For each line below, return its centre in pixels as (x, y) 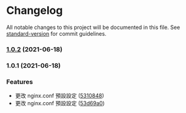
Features (20, 82)
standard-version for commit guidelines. (56, 33)
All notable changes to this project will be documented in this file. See (93, 27)
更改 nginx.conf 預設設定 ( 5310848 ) (59, 96)
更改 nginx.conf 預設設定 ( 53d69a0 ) (60, 103)
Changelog (35, 11)
